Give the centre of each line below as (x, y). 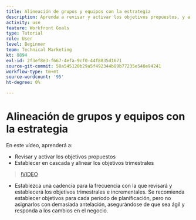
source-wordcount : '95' (35, 77)
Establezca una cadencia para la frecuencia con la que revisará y (93, 185)
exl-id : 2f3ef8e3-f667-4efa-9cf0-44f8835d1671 (64, 60)
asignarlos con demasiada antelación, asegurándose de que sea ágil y (99, 204)
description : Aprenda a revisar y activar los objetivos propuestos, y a (98, 17)
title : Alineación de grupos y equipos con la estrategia (78, 11)
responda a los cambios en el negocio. (61, 210)
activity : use (23, 22)
